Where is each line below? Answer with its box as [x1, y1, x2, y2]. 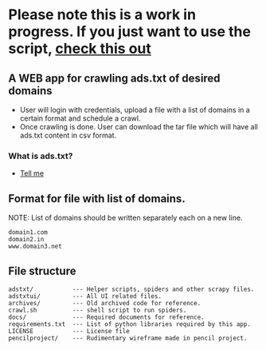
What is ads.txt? [8, 150, 73, 161]
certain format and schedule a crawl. [19, 113, 141, 123]
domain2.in [8, 236, 45, 244]
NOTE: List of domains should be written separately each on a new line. [8, 213, 243, 223]
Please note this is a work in [8, 6, 197, 24]
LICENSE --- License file [8, 327, 130, 335]
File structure [8, 264, 76, 277]
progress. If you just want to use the [8, 22, 251, 41]
